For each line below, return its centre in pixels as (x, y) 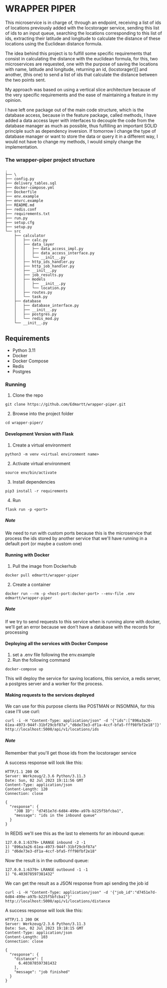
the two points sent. (26, 80)
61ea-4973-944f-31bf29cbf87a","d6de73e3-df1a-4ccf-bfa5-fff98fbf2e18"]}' (83, 725)
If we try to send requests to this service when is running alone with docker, (83, 621)
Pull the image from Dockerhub (44, 566)
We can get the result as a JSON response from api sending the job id (77, 883)
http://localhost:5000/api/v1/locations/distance (58, 901)
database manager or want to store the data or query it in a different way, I (82, 136)
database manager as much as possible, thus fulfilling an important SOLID (81, 126)
